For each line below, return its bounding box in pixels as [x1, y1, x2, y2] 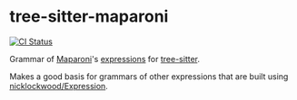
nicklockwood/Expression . [9, 80, 109, 91]
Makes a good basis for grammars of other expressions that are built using [9, 70, 289, 82]
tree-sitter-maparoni [9, 6, 169, 27]
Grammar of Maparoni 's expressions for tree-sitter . [9, 53, 201, 64]
